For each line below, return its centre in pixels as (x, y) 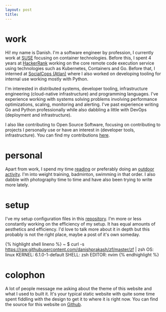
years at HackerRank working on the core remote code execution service (80, 63)
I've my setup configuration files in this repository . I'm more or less (73, 219)
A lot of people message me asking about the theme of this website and (79, 289)
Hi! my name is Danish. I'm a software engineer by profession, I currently (79, 53)
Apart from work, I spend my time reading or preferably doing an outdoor (80, 169)
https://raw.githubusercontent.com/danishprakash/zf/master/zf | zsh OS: (80, 249)
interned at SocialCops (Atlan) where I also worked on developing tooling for (83, 74)
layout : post (19, 10)
